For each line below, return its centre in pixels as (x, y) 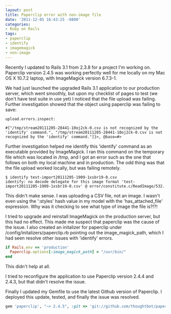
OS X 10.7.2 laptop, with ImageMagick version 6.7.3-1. (61, 78)
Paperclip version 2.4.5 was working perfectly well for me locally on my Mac (85, 72)
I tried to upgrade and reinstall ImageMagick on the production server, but (83, 216)
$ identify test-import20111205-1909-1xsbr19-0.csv (61, 177)
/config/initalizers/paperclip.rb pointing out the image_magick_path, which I (84, 232)
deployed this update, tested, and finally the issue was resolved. (73, 297)
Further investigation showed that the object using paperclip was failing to (83, 104)
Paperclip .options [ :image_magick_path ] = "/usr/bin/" (68, 252)
